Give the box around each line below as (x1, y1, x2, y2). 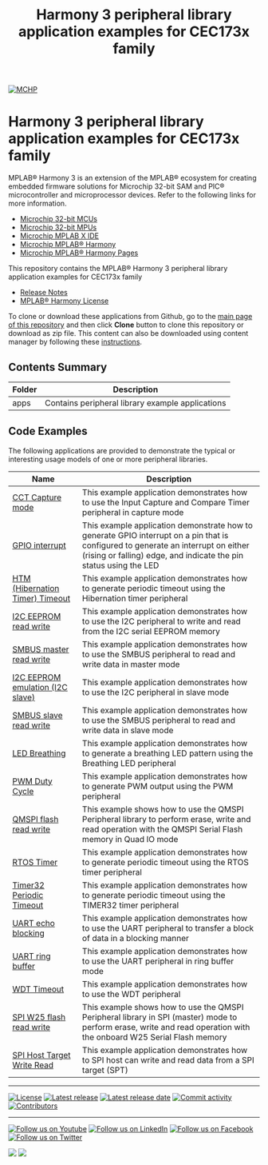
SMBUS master (12, 644, 69, 655)
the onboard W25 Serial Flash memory (82, 1031, 227, 1043)
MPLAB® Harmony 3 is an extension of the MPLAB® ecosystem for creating (8, 174, 257, 183)
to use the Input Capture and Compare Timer (82, 497, 250, 508)
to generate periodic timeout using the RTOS (82, 856, 249, 868)
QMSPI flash (12, 813, 59, 824)
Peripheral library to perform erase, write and (82, 813, 251, 824)
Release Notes (19, 288, 68, 297)
